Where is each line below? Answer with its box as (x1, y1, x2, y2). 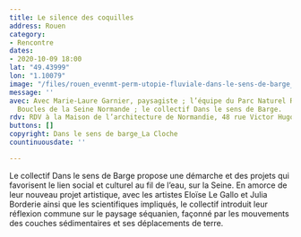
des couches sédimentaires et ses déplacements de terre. (9, 217, 224, 228)
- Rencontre (9, 38, 54, 47)
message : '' (9, 88, 54, 97)
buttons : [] (9, 122, 54, 131)
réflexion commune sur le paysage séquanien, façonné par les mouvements (9, 207, 289, 219)
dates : (9, 47, 34, 55)
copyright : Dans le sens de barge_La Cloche (9, 130, 178, 139)
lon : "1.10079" (9, 72, 66, 80)
